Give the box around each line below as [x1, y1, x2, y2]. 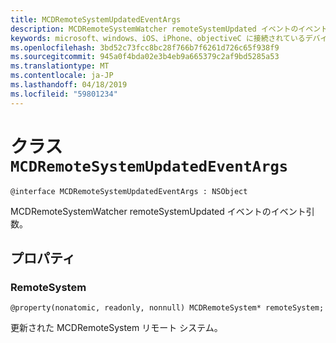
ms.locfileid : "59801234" [10, 89, 118, 99]
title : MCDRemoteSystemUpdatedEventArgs [10, 14, 182, 25]
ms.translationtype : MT [10, 61, 110, 71]
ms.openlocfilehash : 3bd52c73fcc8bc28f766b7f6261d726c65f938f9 [10, 42, 280, 53]
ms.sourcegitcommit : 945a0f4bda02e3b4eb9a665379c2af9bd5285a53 [10, 52, 280, 62]
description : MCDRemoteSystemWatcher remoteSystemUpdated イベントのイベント [10, 24, 328, 34]
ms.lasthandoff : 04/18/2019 [10, 80, 128, 90]
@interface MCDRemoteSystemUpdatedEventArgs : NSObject [10, 186, 248, 196]
